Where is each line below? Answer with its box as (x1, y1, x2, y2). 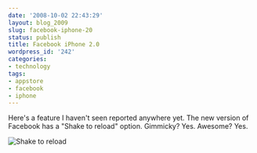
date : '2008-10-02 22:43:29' (8, 11, 103, 20)
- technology (8, 63, 51, 71)
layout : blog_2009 (8, 19, 68, 27)
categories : (8, 56, 47, 64)
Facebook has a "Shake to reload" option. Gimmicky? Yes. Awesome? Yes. (8, 122, 248, 131)
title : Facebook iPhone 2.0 (8, 41, 100, 49)
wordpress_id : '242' (8, 48, 76, 56)
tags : (8, 70, 26, 78)
